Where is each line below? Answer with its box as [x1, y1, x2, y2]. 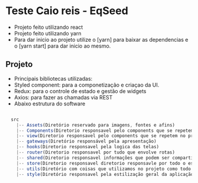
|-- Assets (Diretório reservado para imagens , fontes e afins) [16, 122, 176, 128]
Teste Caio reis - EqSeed [5, 4, 128, 18]
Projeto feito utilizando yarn [14, 29, 82, 36]
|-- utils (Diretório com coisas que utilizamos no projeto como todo [16, 166, 191, 172]
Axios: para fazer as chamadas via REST [14, 94, 113, 101]
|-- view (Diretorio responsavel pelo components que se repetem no [16, 133, 186, 139]
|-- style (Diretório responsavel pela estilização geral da [16, 171, 167, 177]
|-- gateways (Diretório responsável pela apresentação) [16, 138, 157, 145]
